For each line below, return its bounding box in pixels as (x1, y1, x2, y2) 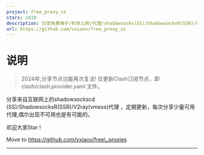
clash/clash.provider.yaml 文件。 (21, 83, 103, 90)
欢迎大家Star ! (6, 124, 41, 131)
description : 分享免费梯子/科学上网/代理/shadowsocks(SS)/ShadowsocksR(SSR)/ (6, 20, 197, 26)
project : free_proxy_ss (6, 9, 67, 15)
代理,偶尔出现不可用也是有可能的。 (6, 111, 93, 119)
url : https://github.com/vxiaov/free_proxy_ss (6, 26, 126, 32)
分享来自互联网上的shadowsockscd (6, 95, 95, 103)
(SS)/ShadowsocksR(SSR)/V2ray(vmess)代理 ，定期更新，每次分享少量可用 (6, 103, 195, 111)
